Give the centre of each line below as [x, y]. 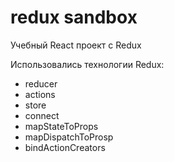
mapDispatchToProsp [69, 137]
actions [40, 94]
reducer [41, 83]
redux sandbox [74, 17]
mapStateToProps [61, 126]
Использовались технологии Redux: [87, 64]
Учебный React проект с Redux [76, 45]
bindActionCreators [65, 147]
